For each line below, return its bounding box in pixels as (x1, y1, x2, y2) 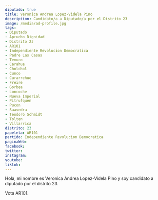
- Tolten (5, 116, 23, 122)
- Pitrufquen (5, 99, 32, 103)
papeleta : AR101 (5, 130, 38, 135)
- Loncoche (5, 89, 27, 94)
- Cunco (5, 71, 21, 76)
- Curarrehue (5, 75, 32, 80)
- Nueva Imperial (5, 94, 40, 99)
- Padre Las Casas (5, 52, 42, 58)
